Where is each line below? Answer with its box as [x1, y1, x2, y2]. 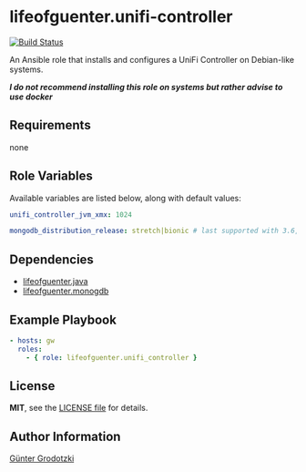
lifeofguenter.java [22, 276, 88, 287]
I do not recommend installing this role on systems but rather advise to [9, 81, 283, 92]
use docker [9, 91, 53, 102]
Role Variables [9, 169, 93, 184]
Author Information [9, 428, 121, 444]
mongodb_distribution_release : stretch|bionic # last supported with [9, 226, 280, 236]
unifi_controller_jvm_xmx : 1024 [9, 210, 132, 220]
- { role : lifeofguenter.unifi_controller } [25, 353, 198, 362]
